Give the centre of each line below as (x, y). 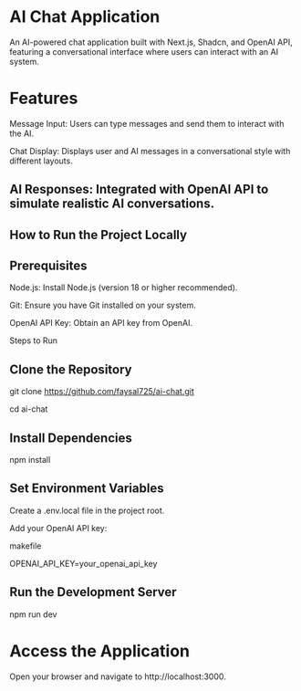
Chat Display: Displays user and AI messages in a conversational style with (150, 151)
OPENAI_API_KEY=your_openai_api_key (83, 563)
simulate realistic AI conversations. (112, 204)
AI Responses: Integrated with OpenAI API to (139, 189)
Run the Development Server (93, 592)
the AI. (22, 133)
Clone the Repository (71, 369)
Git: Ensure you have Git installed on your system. (103, 305)
